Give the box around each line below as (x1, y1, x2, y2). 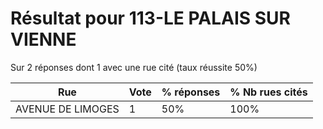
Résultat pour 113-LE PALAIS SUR (10, 7, 291, 30)
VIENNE (10, 28, 77, 51)
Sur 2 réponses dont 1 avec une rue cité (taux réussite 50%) (10, 61, 258, 73)
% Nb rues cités (229, 85, 308, 99)
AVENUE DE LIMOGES (15, 102, 120, 116)
